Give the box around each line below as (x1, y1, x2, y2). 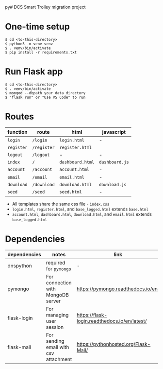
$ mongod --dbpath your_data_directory (5, 90, 86, 95)
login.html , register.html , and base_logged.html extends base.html (12, 206, 149, 212)
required (46, 259, 65, 266)
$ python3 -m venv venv (5, 41, 53, 46)
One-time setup (5, 21, 70, 32)
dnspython (7, 262, 33, 269)
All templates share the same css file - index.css (12, 201, 110, 207)
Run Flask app (5, 66, 63, 77)
